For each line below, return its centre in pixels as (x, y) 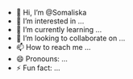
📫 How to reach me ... (53, 47)
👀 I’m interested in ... (50, 21)
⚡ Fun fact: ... (38, 68)
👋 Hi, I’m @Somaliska (51, 12)
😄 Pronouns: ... (42, 59)
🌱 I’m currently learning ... (59, 29)
